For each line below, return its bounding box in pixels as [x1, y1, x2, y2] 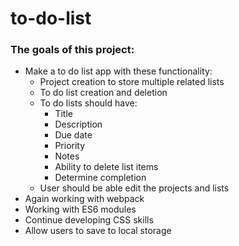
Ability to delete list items [54, 161, 159, 173]
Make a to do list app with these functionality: [24, 65, 213, 77]
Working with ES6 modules [24, 203, 137, 216]
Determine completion [54, 172, 147, 184]
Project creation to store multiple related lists [39, 76, 225, 88]
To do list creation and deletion [39, 87, 168, 99]
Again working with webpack [24, 193, 145, 205]
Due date [54, 129, 93, 141]
